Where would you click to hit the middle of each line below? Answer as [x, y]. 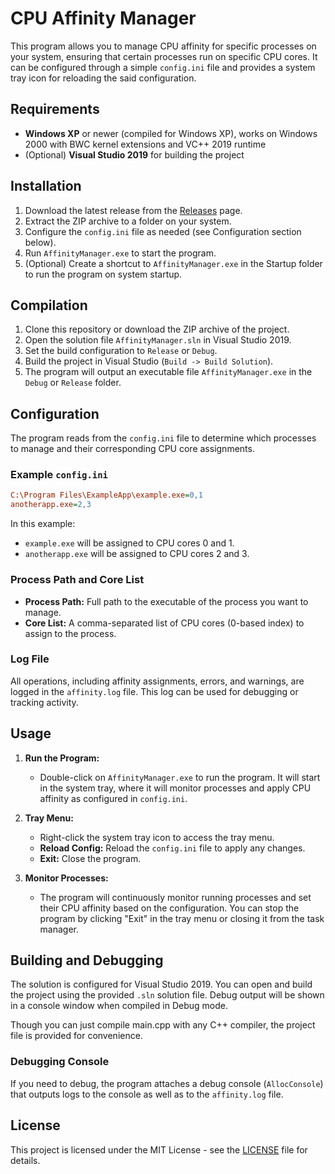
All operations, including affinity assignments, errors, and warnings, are [157, 681]
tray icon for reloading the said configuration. [103, 78]
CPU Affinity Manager [103, 18]
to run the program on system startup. [103, 274]
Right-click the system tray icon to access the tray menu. [157, 837]
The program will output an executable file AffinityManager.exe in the [168, 372]
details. [25, 1160]
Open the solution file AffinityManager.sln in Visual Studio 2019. [158, 340]
